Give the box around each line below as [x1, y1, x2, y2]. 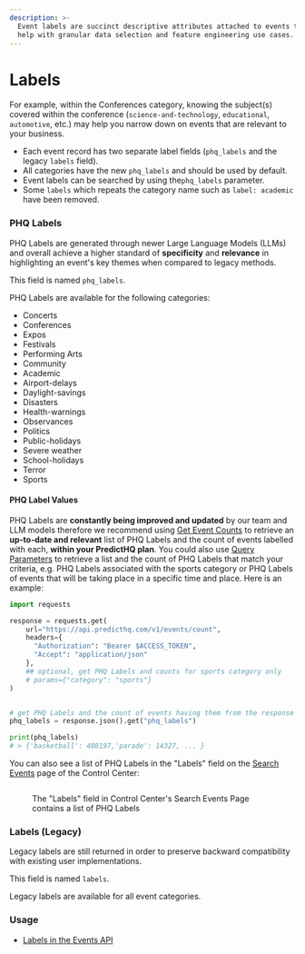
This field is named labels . [9, 873, 110, 884]
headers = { [25, 633, 64, 642]
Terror [22, 464, 47, 475]
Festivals [22, 338, 56, 350]
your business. [9, 128, 65, 139]
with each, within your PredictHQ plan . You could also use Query [9, 543, 255, 554]
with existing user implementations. [9, 856, 143, 867]
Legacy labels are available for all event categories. [9, 891, 202, 902]
